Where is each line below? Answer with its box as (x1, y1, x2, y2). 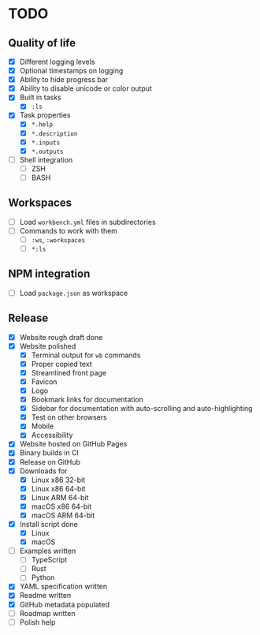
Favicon (31, 376, 58, 387)
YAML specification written (19, 581, 108, 592)
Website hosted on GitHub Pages (19, 439, 128, 449)
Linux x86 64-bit (31, 484, 86, 493)
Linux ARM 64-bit (31, 492, 89, 502)
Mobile (31, 421, 54, 431)
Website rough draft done (19, 332, 103, 342)
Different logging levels (19, 57, 95, 66)
